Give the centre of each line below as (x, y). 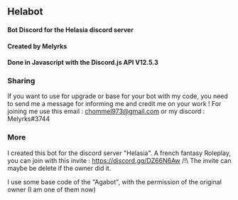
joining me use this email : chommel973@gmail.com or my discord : (106, 111)
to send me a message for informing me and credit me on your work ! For (114, 104)
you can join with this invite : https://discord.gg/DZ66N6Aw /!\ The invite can (119, 160)
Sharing (21, 81)
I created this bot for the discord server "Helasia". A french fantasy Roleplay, (119, 153)
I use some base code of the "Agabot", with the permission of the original (115, 181)
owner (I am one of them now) (52, 189)
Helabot (25, 12)
